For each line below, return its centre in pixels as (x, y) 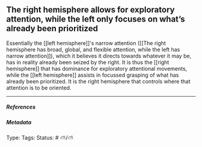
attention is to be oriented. (39, 88)
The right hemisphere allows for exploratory (90, 10)
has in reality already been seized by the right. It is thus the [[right (88, 62)
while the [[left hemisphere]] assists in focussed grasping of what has (93, 75)
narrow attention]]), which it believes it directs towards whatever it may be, (99, 56)
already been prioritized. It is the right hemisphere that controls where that (98, 81)
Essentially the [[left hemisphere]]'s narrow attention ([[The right (86, 43)
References (21, 107)
